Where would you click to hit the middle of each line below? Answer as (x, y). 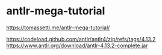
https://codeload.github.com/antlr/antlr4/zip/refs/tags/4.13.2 (81, 39)
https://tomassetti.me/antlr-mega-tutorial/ (58, 27)
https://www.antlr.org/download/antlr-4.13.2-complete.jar (77, 45)
